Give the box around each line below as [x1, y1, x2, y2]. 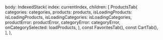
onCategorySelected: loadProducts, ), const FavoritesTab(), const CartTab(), [5, 25, 159, 30]
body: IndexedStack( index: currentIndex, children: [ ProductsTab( [5, 4, 138, 10]
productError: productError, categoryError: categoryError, [5, 19, 121, 25]
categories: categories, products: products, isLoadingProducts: [5, 9, 133, 15]
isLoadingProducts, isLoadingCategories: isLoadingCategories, [5, 14, 132, 20]
